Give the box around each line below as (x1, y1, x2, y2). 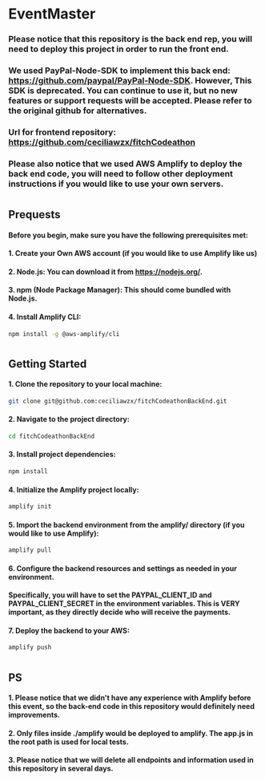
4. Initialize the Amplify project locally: (8, 484, 139, 494)
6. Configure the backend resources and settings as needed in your (8, 563, 238, 573)
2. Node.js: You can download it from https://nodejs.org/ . (8, 266, 203, 277)
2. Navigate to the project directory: (8, 415, 130, 424)
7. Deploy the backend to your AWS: (8, 625, 130, 635)
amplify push (8, 643, 52, 652)
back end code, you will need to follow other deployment (8, 168, 234, 179)
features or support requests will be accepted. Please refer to (8, 95, 252, 107)
